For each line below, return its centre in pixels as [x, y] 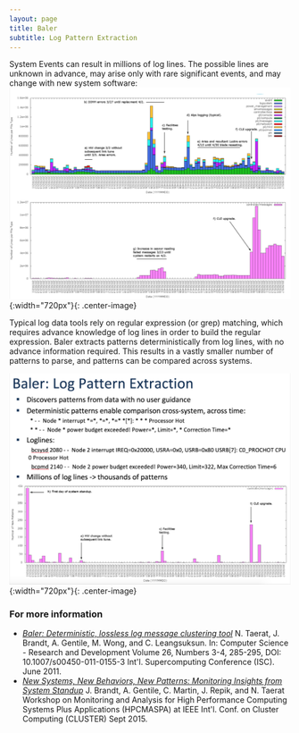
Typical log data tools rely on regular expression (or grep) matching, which [146, 323]
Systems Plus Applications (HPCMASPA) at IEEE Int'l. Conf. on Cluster [150, 710]
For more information [56, 614]
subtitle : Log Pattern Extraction [74, 38]
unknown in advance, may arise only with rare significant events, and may [145, 74]
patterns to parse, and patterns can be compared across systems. [131, 361]
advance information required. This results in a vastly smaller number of [141, 351]
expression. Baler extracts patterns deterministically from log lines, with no [147, 342]
